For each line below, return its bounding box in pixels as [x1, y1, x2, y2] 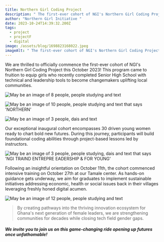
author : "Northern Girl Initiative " [5, 16, 82, 21]
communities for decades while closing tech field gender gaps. [17, 215, 144, 221]
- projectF [9, 35, 32, 40]
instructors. [5, 141, 28, 147]
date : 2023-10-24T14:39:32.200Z [5, 21, 71, 26]
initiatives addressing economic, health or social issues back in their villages [5, 180, 159, 186]
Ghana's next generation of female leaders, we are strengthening [17, 210, 148, 216]
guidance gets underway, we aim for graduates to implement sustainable [5, 176, 152, 181]
